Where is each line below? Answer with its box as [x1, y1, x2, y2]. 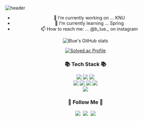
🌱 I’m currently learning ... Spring [54, 20, 124, 26]
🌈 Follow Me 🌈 [68, 99, 103, 106]
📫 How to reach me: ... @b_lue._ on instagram [40, 26, 138, 32]
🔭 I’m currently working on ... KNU [53, 15, 125, 20]
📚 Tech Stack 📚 [64, 60, 107, 67]
